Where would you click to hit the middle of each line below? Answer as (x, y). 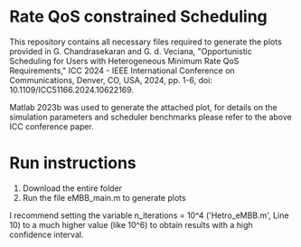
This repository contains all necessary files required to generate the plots (146, 42)
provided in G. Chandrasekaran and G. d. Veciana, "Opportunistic (131, 51)
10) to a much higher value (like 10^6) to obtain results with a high (131, 224)
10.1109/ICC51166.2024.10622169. (71, 90)
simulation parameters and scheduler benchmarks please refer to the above (150, 117)
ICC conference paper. (52, 126)
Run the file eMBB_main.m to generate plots (104, 197)
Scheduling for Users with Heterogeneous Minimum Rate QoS (124, 61)
